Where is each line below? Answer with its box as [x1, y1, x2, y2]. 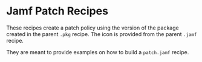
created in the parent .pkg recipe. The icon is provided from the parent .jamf [6, 30, 197, 37]
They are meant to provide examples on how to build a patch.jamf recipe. [6, 48, 189, 55]
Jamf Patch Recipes [6, 4, 109, 18]
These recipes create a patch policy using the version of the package [6, 24, 180, 31]
